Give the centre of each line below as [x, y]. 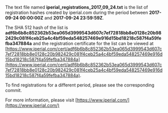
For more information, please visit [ [41, 100]
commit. [13, 90]
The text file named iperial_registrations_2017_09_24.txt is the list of [77, 7]
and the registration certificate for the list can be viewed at [93, 43]
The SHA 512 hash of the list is [37, 27]
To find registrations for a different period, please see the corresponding [80, 85]
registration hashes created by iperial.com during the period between [77, 12]
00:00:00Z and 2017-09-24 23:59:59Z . [62, 18]
